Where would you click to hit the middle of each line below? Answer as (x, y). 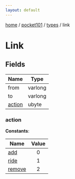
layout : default (23, 10)
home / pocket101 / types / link (38, 25)
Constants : (17, 131)
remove (17, 169)
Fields (15, 65)
